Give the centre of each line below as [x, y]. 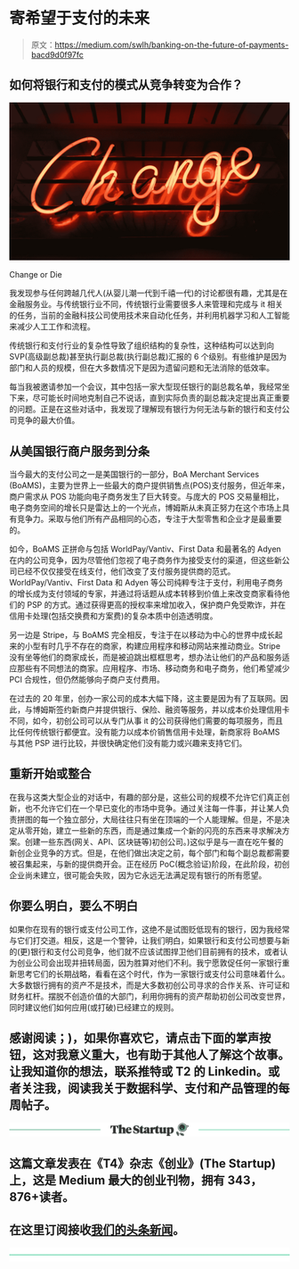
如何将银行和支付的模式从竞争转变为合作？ [126, 85]
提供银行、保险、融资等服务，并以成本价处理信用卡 [196, 709]
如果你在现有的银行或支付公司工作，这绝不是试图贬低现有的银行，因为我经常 [149, 929]
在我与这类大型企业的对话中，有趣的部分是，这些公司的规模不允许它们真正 [145, 797]
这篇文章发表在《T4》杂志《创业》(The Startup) [142, 1163]
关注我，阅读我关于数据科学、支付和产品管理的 [149, 1088]
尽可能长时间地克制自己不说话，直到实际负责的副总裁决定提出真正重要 [161, 398]
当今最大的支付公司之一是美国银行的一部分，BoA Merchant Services [134, 475]
